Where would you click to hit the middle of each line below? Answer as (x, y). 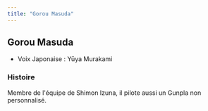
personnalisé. (27, 100)
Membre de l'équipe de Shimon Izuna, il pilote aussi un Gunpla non (104, 93)
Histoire (21, 77)
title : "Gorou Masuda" (41, 14)
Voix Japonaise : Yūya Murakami (65, 59)
